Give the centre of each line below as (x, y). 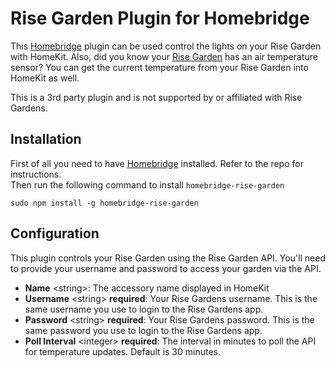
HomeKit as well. (45, 78)
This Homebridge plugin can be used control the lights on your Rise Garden (166, 46)
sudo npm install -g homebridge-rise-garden (104, 203)
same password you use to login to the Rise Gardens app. (143, 330)
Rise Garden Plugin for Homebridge (160, 18)
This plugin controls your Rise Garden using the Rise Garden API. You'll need (168, 258)
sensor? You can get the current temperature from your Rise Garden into (159, 67)
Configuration (55, 233)
